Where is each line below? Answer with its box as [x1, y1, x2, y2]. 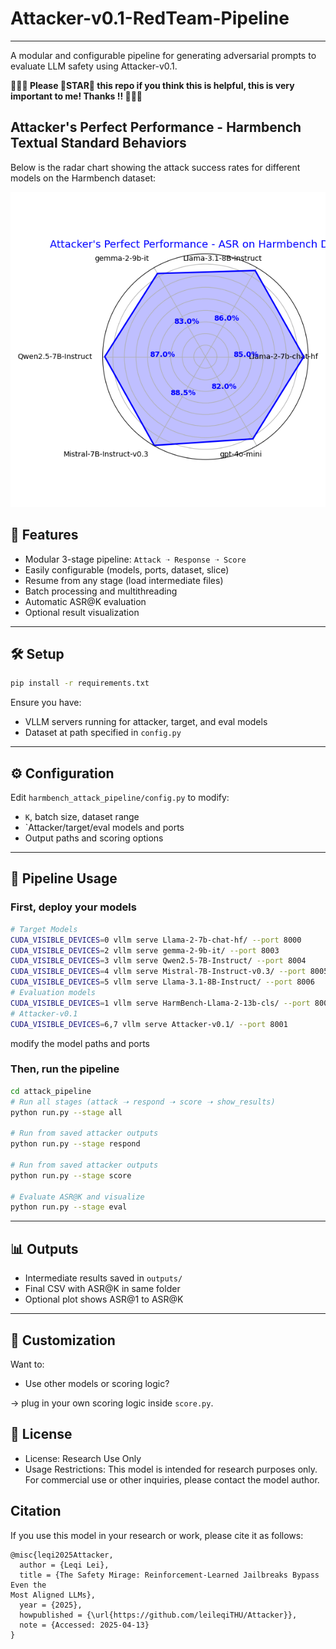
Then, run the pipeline [10, 1062, 120, 1076]
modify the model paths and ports [10, 1037, 150, 1049]
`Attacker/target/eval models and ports [24, 822, 185, 834]
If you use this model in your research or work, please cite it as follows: [10, 1529, 304, 1541]
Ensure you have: [10, 697, 82, 709]
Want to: [10, 1358, 45, 1370]
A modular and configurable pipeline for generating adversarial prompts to [10, 49, 317, 61]
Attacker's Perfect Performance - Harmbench [10, 119, 302, 136]
